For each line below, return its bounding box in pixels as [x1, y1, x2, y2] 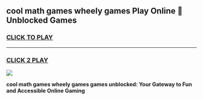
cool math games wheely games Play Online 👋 [6, 6, 183, 16]
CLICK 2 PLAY [6, 56, 48, 64]
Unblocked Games [6, 16, 77, 26]
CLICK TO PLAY [6, 34, 53, 42]
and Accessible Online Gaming [6, 87, 85, 94]
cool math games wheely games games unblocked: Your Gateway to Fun [6, 80, 192, 87]
